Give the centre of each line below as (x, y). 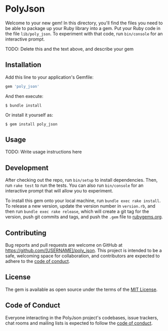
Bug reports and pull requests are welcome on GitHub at (64, 245)
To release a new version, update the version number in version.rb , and (80, 206)
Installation (23, 65)
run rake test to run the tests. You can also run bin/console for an (74, 185)
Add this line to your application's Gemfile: (49, 77)
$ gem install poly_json (31, 124)
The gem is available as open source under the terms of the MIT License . (81, 289)
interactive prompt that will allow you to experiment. (59, 191)
